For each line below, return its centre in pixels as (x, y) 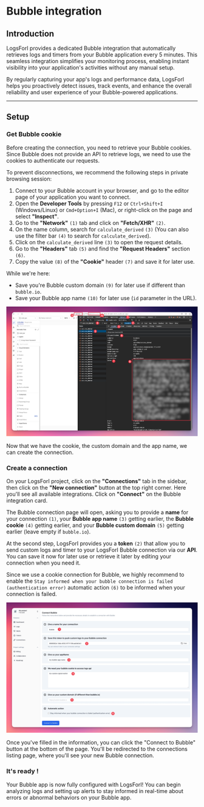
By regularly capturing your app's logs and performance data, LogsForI (95, 79)
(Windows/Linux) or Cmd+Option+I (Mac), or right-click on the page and (104, 210)
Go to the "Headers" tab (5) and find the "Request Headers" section (102, 249)
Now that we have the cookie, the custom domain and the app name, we (97, 445)
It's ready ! (22, 771)
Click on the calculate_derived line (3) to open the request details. (99, 242)
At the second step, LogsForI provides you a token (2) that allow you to (96, 543)
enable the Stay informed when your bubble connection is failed (90, 581)
